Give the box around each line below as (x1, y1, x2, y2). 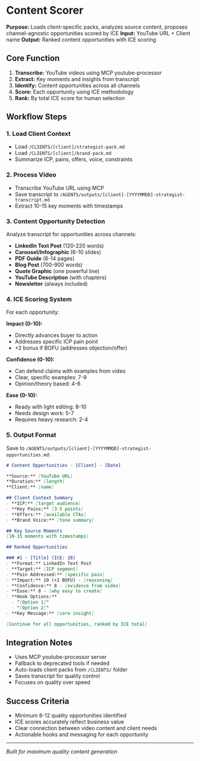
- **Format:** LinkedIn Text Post (6, 561, 92, 567)
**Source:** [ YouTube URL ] (6, 473, 73, 479)
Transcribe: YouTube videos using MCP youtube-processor (14, 69, 162, 76)
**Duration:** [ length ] (6, 478, 65, 485)
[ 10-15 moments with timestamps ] (6, 533, 89, 540)
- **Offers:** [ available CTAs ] (6, 511, 86, 518)
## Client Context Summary (6, 495, 73, 501)
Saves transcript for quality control (14, 672, 100, 680)
